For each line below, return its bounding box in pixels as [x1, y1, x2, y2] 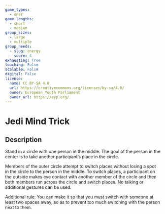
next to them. [5, 205, 32, 211]
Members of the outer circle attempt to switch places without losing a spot [5, 164, 156, 170]
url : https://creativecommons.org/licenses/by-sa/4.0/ [9, 85, 125, 90]
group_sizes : [5, 30, 32, 35]
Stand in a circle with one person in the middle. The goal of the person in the [5, 149, 161, 155]
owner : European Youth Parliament [9, 90, 80, 95]
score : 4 [14, 53, 32, 58]
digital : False [5, 72, 36, 77]
